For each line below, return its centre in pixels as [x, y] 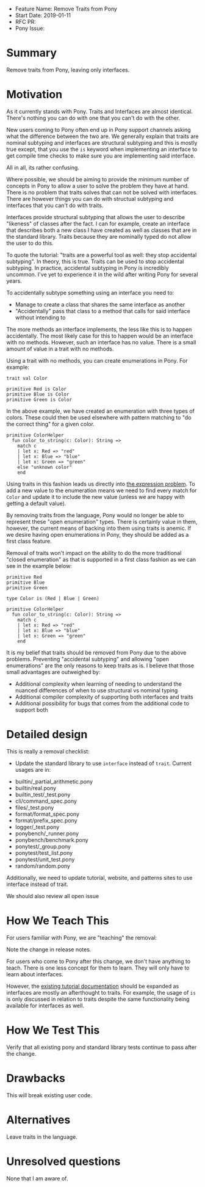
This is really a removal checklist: [48, 751]
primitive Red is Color [37, 389]
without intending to [40, 318]
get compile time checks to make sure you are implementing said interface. [101, 156]
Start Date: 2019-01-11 [43, 15]
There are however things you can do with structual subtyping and [90, 198]
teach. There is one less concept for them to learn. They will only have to [98, 968]
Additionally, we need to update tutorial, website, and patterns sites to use [99, 877]
